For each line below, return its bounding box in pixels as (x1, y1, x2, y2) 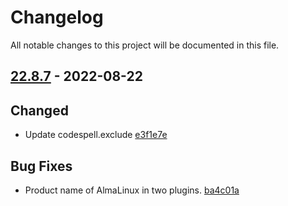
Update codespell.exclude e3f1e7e (24, 129, 168, 141)
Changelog (10, 6, 104, 29)
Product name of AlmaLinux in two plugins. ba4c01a (24, 184, 240, 196)
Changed (10, 102, 69, 119)
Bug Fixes (10, 157, 73, 175)
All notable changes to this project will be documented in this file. (10, 39, 280, 51)
